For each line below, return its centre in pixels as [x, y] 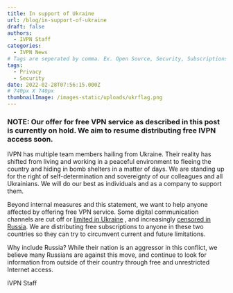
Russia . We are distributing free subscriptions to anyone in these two [105, 227]
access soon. [30, 139]
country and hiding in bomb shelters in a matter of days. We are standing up [116, 169]
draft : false [26, 26]
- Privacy [27, 72]
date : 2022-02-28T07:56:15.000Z [54, 85]
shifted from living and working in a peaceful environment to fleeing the [109, 162]
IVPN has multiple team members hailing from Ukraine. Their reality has [109, 154]
